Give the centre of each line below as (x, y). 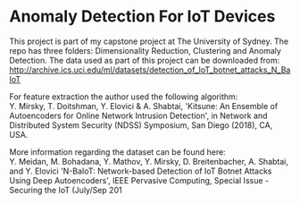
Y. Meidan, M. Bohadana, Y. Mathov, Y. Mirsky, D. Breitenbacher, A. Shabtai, (149, 161)
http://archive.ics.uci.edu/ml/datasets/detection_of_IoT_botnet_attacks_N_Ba (150, 70)
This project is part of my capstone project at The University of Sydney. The (149, 41)
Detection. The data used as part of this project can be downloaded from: (145, 60)
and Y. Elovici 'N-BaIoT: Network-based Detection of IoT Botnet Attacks (141, 171)
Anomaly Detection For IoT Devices (142, 17)
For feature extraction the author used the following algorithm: (124, 97)
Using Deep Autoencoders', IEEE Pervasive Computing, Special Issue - (139, 180)
